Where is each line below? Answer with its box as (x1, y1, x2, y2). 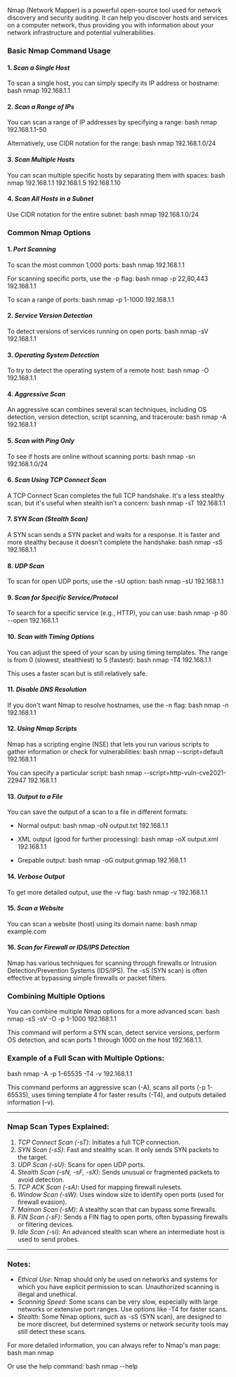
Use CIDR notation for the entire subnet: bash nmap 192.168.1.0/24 (7, 210, 199, 219)
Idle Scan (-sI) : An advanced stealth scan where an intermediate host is (17, 1227, 225, 1236)
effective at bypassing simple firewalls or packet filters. (7, 974, 167, 982)
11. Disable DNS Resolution (7, 685, 87, 694)
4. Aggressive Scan (7, 389, 66, 398)
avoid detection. (17, 1175, 65, 1184)
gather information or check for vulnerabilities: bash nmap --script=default (7, 748, 223, 756)
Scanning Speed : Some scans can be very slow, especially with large (17, 1298, 218, 1306)
